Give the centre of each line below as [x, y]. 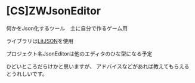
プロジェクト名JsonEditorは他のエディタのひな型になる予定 [79, 53]
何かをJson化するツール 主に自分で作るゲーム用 [67, 28]
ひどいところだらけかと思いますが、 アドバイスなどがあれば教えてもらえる [98, 66]
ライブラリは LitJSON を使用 [40, 41]
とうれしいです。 [27, 73]
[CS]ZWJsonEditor [54, 11]
